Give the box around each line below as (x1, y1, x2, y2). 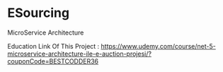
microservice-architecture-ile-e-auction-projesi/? (7, 49, 152, 58)
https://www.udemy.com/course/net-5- (101, 42, 216, 50)
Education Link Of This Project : (7, 42, 100, 50)
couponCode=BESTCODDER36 (7, 56, 99, 65)
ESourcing (7, 5, 69, 21)
